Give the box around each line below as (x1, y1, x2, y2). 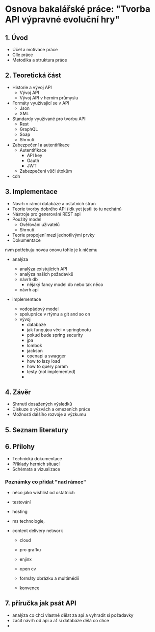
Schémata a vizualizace (12, 466, 60, 472)
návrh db (19, 276, 38, 282)
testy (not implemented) (26, 368, 76, 375)
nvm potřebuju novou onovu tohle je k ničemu (5, 247, 98, 253)
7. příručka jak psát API (5, 599, 77, 607)
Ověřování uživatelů (19, 221, 60, 227)
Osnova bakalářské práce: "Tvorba (5, 3, 151, 15)
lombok (26, 342, 43, 348)
